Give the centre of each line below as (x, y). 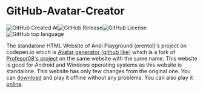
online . (15, 84)
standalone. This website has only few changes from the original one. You (98, 71)
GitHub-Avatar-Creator (66, 11)
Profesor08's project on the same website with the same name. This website (102, 58)
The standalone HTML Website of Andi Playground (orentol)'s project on (96, 46)
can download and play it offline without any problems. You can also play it (100, 77)
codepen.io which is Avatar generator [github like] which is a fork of (91, 52)
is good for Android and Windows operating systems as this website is (94, 65)
